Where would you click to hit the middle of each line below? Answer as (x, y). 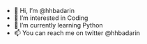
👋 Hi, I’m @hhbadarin (44, 11)
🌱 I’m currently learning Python (58, 25)
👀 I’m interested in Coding (51, 18)
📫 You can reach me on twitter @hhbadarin (77, 33)
